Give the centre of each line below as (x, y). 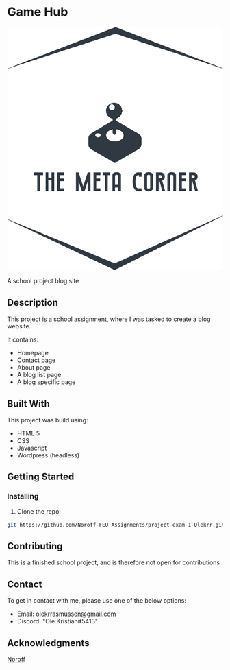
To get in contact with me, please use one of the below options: (97, 601)
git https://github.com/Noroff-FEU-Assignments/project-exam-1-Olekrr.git (116, 525)
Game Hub (38, 12)
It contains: (23, 339)
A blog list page (39, 375)
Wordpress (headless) (48, 455)
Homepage (33, 353)
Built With (28, 404)
